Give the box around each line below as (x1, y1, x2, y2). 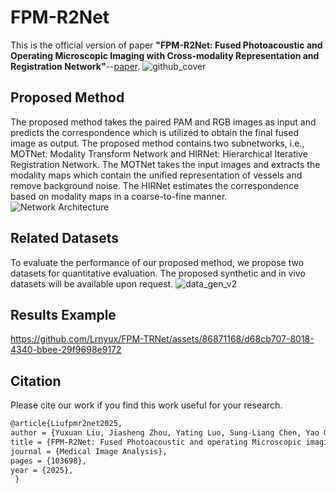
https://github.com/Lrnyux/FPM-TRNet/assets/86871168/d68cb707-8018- (10, 333, 315, 345)
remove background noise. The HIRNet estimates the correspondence (10, 179, 300, 191)
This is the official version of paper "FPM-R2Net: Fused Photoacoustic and (10, 39, 323, 51)
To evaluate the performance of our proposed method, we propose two (10, 256, 305, 268)
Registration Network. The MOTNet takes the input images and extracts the (10, 158, 321, 170)
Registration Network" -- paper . (10, 60, 141, 72)
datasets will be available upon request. (10, 277, 174, 290)
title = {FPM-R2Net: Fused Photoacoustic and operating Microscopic (10, 437, 302, 447)
